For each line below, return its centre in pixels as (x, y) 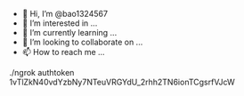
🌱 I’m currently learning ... (69, 32)
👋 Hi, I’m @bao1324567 (65, 14)
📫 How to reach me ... (63, 52)
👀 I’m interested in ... (60, 23)
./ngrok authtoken (42, 72)
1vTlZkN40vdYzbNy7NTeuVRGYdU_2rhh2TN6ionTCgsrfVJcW (122, 82)
